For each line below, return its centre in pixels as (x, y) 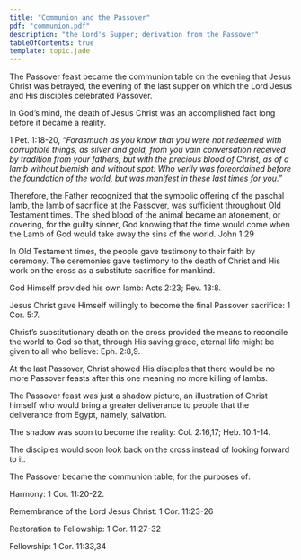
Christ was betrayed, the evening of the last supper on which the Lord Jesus (151, 86)
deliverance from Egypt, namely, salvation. (88, 415)
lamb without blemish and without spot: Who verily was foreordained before (150, 169)
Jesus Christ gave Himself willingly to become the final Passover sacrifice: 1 (150, 306)
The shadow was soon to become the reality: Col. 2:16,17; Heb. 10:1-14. (140, 432)
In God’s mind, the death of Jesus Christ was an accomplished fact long (142, 113)
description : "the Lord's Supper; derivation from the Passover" (134, 34)
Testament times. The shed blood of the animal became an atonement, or (145, 215)
